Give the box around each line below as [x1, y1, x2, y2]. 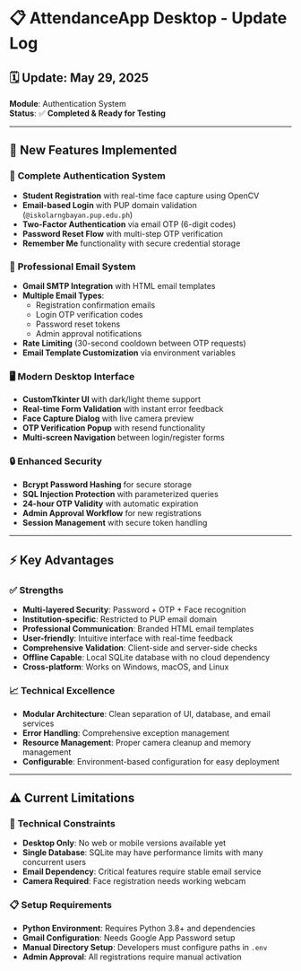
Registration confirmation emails [35, 299, 156, 311]
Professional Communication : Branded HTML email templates [21, 624, 254, 634]
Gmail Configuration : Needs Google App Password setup [21, 932, 236, 943]
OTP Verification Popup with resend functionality [21, 423, 206, 433]
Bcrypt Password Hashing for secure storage [21, 478, 193, 490]
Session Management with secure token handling [21, 517, 208, 528]
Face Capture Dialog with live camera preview [21, 413, 194, 424]
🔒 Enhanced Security [9, 455, 103, 468]
